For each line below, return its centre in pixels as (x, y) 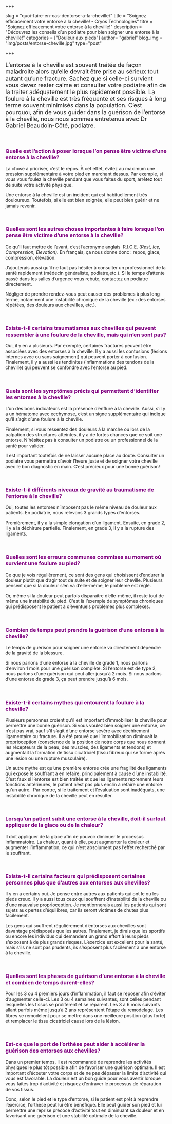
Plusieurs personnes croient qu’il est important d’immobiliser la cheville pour (86, 720)
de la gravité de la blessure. (35, 653)
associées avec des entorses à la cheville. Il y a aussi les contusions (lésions (86, 351)
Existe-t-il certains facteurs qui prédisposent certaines (75, 876)
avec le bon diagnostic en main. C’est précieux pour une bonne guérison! (83, 467)
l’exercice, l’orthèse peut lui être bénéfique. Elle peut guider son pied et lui (84, 1104)
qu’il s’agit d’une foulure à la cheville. (44, 419)
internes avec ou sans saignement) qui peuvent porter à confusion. (76, 356)
